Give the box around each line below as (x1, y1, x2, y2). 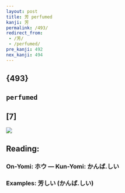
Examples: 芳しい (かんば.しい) (6, 179, 94, 187)
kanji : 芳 (6, 19, 29, 25)
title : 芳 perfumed (6, 14, 53, 20)
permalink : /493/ (6, 24, 48, 31)
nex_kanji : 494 (6, 52, 43, 58)
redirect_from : (6, 30, 43, 36)
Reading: (6, 143, 40, 153)
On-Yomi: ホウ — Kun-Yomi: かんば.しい (6, 162, 120, 170)
